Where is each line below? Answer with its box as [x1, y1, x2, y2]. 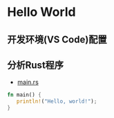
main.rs [17, 78, 39, 87]
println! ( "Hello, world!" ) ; [16, 98, 97, 105]
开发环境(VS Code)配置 [7, 33, 107, 45]
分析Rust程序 [7, 59, 64, 71]
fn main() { [7, 92, 41, 99]
